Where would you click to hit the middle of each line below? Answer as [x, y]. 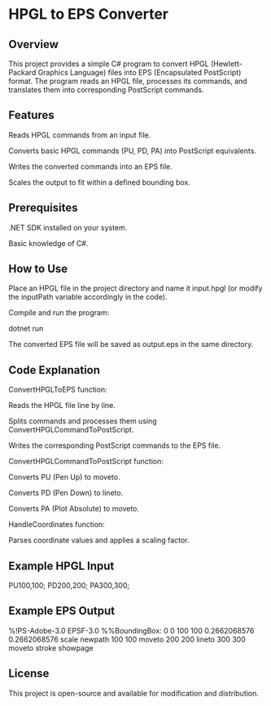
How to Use [38, 269]
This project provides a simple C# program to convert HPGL [109, 64]
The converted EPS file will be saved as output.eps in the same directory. [131, 344]
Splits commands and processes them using [83, 421]
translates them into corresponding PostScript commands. [106, 90]
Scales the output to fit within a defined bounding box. [100, 182]
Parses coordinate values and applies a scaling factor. [99, 540]
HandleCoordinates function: [57, 524]
